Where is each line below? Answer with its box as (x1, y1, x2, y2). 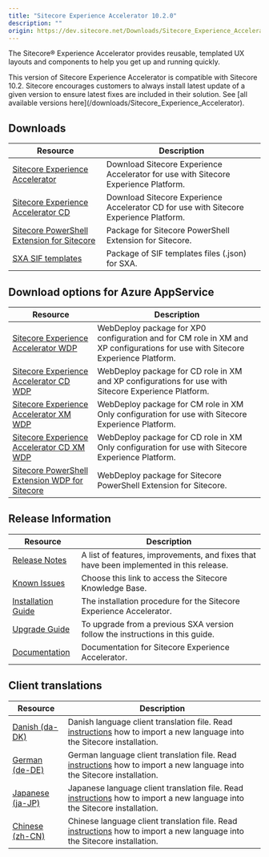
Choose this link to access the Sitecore (81, 572, 228, 584)
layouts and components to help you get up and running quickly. (8, 57, 220, 67)
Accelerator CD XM (12, 442, 86, 453)
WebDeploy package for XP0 (97, 322, 207, 334)
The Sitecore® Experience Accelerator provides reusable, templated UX (8, 49, 245, 59)
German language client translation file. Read (67, 749, 237, 760)
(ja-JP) (12, 797, 41, 808)
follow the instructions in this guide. (81, 629, 215, 640)
